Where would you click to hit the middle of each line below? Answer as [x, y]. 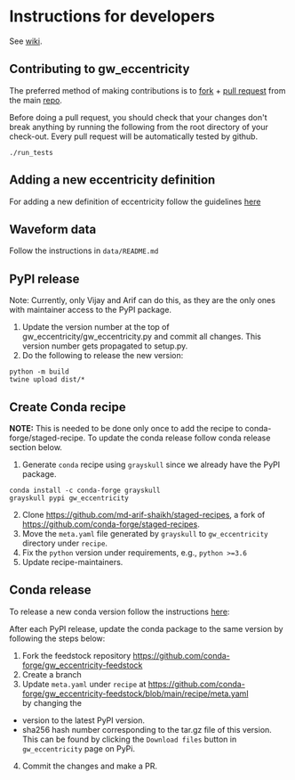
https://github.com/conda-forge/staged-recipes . [111, 524]
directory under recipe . [65, 543]
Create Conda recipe [68, 407]
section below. [36, 447]
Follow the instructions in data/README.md [84, 250]
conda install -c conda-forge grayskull [85, 490]
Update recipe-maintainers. [72, 562]
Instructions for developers [112, 16]
